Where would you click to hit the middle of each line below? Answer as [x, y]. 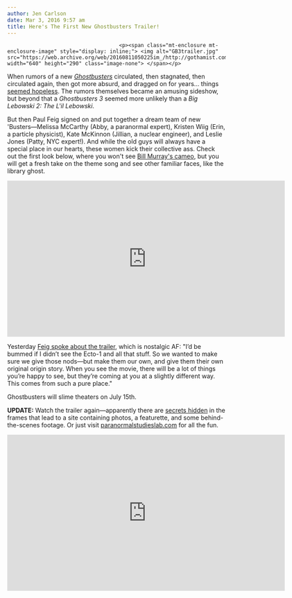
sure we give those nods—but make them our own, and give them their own [115, 361]
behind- [212, 418]
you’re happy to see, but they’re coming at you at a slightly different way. [111, 376]
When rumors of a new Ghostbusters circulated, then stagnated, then [106, 76]
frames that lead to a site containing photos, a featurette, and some [103, 418]
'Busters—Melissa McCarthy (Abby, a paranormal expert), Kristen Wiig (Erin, [116, 127]
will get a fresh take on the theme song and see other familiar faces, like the [115, 164]
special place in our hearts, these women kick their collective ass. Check [111, 149]
